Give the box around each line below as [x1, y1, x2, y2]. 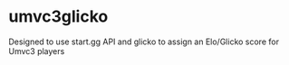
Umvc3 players [8, 45, 65, 56]
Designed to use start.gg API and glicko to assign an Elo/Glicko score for [8, 36, 280, 47]
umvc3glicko [8, 6, 109, 27]
